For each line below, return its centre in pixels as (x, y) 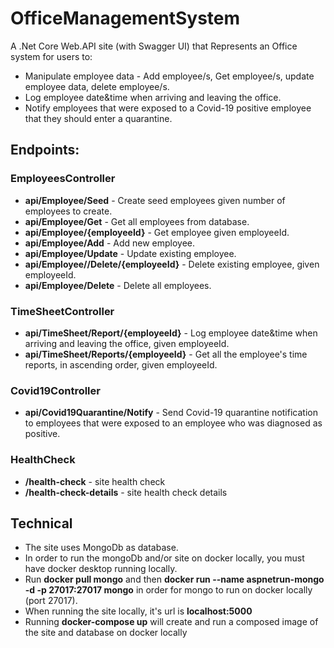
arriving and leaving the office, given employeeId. (127, 343)
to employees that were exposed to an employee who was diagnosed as (173, 423)
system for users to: (51, 56)
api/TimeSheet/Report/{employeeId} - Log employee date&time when (171, 333)
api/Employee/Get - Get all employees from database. (137, 221)
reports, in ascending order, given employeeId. (121, 364)
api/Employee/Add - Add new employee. (110, 243)
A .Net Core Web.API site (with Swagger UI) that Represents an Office (154, 46)
